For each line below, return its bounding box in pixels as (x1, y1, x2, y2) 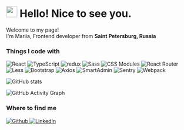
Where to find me (6, 104, 57, 112)
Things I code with (6, 47, 60, 55)
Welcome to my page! (6, 26, 59, 33)
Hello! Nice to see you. (19, 7, 132, 20)
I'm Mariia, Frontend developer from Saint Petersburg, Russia (6, 32, 156, 39)
